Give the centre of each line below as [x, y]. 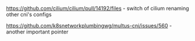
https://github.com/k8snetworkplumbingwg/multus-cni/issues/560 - [89, 26]
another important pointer [37, 32]
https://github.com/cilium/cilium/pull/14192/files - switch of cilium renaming [98, 8]
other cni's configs [29, 14]
